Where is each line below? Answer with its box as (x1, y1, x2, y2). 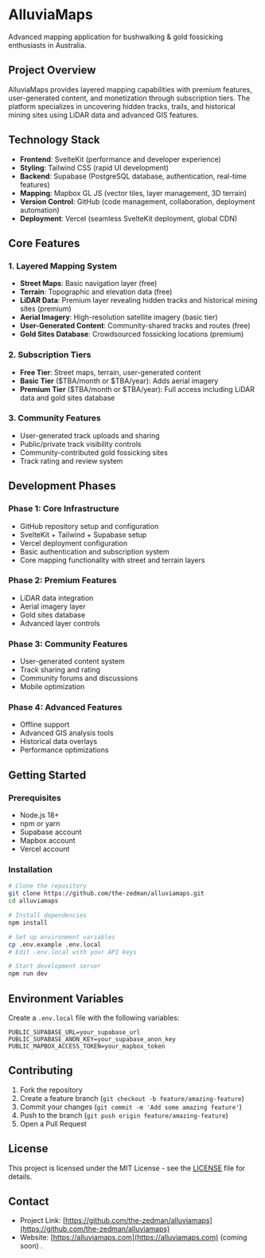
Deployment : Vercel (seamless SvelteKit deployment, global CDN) (19, 214, 238, 223)
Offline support (19, 719, 70, 730)
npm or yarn (19, 819, 60, 829)
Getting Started (8, 768, 87, 782)
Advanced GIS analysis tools (19, 728, 114, 738)
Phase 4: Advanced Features (8, 702, 123, 713)
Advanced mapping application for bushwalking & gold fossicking (8, 32, 224, 41)
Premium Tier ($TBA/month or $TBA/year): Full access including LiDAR (19, 384, 255, 394)
